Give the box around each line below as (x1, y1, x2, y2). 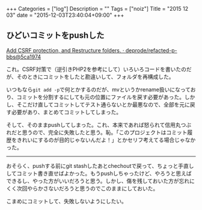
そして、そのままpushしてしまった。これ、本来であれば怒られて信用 (6, 121, 176, 128)
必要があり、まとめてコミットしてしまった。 (11, 108, 122, 116)
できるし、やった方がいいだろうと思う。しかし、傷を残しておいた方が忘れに (6, 177, 195, 184)
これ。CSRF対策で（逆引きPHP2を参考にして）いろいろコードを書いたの (6, 66, 187, 73)
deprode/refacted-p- (125, 46, 177, 54)
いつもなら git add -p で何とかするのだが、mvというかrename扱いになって (6, 85, 191, 93)
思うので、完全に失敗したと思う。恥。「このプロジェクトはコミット (22, 129, 188, 136)
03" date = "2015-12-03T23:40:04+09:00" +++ (6, 11, 124, 19)
